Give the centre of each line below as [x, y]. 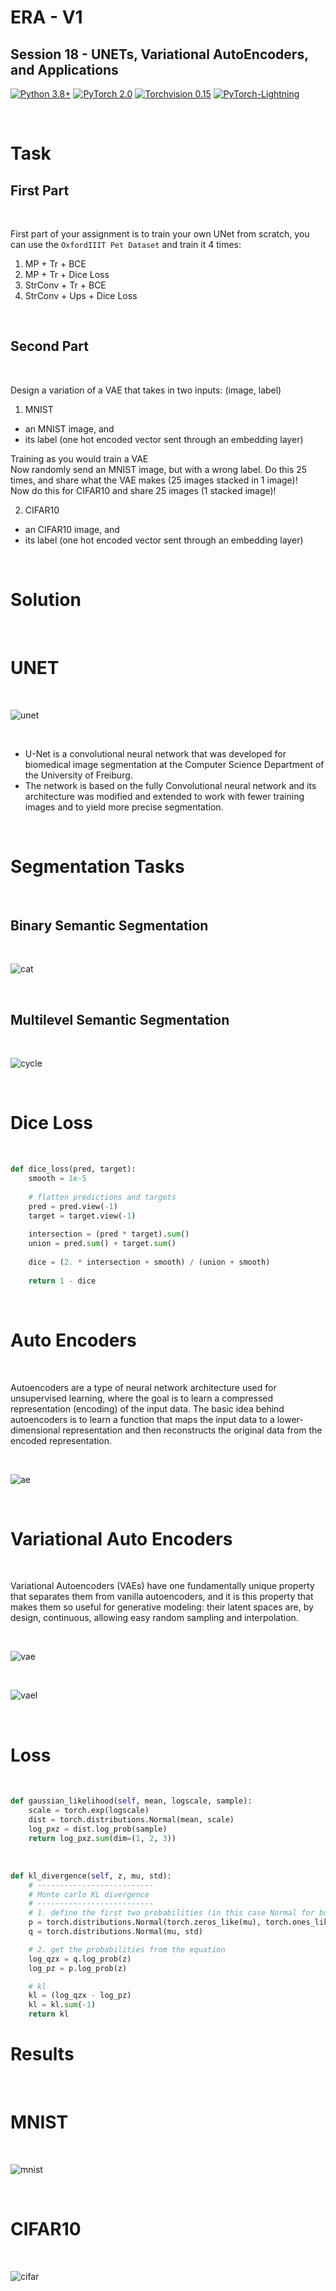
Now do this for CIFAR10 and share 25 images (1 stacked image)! [143, 490]
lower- [290, 1419]
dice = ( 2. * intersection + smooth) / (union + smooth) [149, 1262]
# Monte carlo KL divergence [89, 1894]
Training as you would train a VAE [79, 458]
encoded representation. [61, 1440]
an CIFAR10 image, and [72, 529]
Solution [46, 600]
